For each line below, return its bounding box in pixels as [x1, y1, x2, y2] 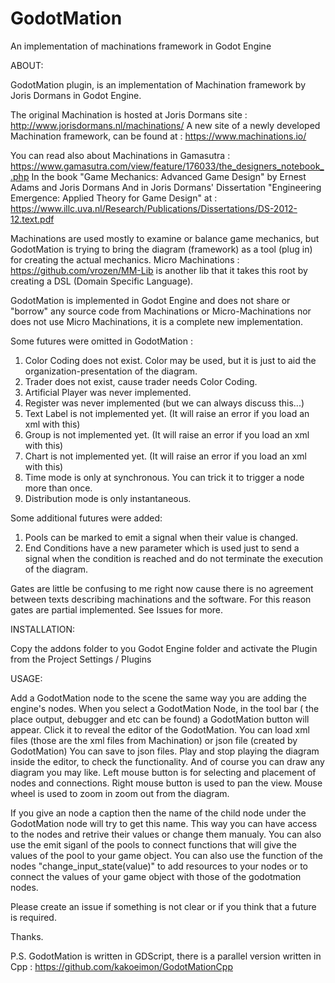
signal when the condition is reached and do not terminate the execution [24, 552, 324, 564]
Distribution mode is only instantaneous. [24, 492, 192, 504]
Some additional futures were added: [10, 512, 163, 524]
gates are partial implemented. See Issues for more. [10, 603, 224, 616]
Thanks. [10, 930, 44, 942]
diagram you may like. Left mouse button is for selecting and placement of [10, 766, 317, 778]
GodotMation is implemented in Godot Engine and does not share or [10, 294, 291, 306]
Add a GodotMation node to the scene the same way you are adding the [10, 692, 307, 704]
